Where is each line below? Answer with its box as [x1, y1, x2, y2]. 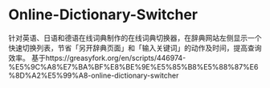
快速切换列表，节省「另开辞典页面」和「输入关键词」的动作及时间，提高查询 [8, 42, 262, 53]
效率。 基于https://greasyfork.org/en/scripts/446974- [8, 53, 186, 62]
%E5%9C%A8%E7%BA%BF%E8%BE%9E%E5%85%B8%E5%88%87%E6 [8, 62, 259, 71]
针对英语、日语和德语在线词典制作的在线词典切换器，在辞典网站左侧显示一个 [8, 33, 262, 42]
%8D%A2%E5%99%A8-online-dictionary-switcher [8, 70, 179, 80]
